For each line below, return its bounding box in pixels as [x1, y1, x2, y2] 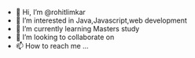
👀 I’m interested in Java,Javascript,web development [15, 16, 187, 25]
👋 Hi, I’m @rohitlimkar [15, 8, 86, 16]
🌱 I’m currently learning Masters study [15, 24, 140, 33]
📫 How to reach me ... [15, 42, 89, 50]
